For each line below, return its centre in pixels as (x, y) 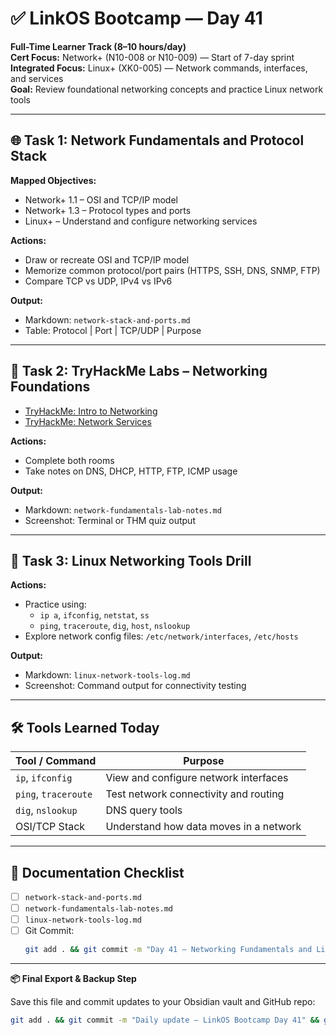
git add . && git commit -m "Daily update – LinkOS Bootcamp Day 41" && (165, 1020)
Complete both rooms (69, 460)
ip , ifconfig (44, 778)
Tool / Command (56, 761)
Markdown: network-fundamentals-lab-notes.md (123, 509)
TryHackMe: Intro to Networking (91, 411)
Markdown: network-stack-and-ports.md (107, 319)
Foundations (50, 387)
